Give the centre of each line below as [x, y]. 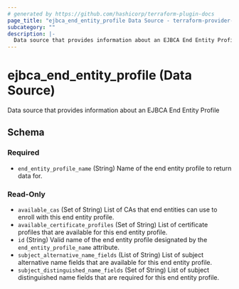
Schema [26, 132]
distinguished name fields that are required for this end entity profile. [118, 278]
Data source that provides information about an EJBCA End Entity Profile [113, 110]
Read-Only [27, 194]
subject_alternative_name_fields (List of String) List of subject [111, 255]
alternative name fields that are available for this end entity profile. [115, 263]
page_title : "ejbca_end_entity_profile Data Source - [89, 21]
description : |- [31, 34]
